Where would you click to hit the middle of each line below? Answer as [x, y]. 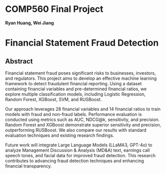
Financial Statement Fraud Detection [82, 43]
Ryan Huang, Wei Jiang [30, 23]
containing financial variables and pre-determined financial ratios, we [76, 89]
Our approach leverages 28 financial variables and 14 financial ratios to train [83, 109]
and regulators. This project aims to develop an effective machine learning [81, 78]
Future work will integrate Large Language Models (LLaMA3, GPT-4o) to [79, 145]
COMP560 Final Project [54, 9]
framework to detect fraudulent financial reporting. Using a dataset [74, 83]
